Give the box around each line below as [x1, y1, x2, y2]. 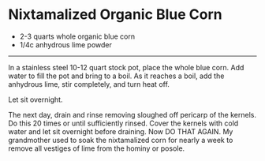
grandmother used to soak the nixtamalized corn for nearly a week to [8, 135, 233, 144]
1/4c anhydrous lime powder [19, 39, 112, 49]
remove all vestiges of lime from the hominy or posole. [8, 144, 185, 153]
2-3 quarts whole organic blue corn [19, 32, 136, 41]
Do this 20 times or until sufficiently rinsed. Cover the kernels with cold [8, 118, 239, 128]
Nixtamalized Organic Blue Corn [8, 6, 222, 24]
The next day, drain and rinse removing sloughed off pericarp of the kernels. [8, 110, 256, 119]
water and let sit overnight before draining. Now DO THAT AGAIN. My [8, 126, 233, 136]
